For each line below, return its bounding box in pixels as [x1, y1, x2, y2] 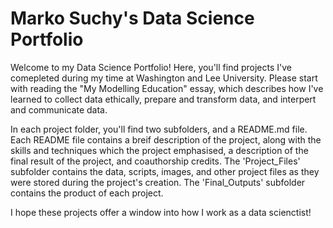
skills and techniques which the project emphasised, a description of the [10, 144, 309, 156]
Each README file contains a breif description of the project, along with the [10, 133, 322, 146]
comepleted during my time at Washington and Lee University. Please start [10, 72, 318, 84]
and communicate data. [10, 103, 108, 116]
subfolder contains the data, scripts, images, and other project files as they [10, 165, 320, 177]
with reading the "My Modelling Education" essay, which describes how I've [10, 82, 324, 94]
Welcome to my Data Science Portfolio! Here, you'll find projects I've [10, 61, 292, 73]
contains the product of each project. [10, 187, 164, 199]
